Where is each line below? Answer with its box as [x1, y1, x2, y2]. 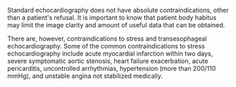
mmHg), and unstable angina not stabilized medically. [7, 72, 163, 80]
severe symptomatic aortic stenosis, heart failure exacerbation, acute [7, 57, 209, 65]
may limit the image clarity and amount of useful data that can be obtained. [7, 21, 225, 29]
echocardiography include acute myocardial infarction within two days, [7, 49, 213, 58]
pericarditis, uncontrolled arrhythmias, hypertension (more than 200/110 [7, 65, 216, 72]
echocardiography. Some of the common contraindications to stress [7, 42, 206, 50]
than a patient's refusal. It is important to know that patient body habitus [7, 13, 217, 22]
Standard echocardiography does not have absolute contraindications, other [7, 6, 229, 14]
